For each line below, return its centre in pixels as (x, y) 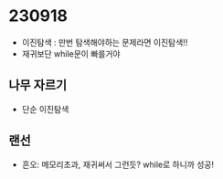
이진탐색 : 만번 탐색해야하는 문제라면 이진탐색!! (105, 42)
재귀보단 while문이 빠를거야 (71, 53)
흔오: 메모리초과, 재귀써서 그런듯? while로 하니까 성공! (117, 164)
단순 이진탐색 (45, 109)
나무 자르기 (38, 85)
